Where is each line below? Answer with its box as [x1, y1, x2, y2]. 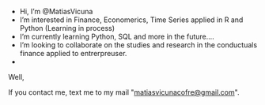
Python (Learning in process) [19, 24, 115, 32]
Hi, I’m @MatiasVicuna [19, 7, 93, 16]
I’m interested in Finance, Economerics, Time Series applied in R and [19, 15, 244, 24]
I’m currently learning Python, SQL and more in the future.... [19, 32, 215, 41]
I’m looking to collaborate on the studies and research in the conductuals [19, 40, 258, 50]
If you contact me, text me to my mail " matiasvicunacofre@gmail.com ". [8, 88, 240, 97]
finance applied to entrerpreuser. [19, 49, 127, 58]
